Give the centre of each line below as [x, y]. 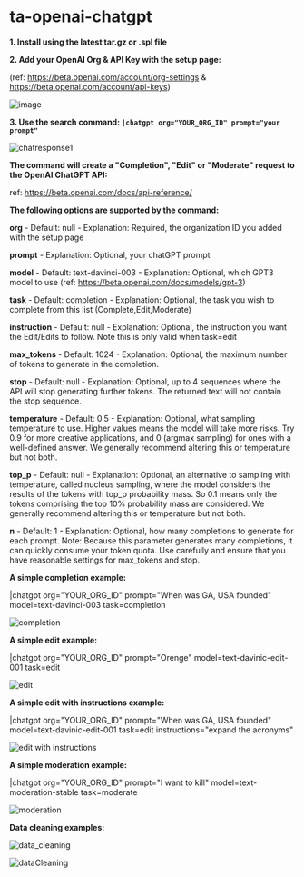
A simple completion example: [68, 577]
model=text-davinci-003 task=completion [88, 604]
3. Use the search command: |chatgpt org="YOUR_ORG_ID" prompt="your [145, 122]
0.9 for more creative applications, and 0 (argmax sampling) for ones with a [151, 437]
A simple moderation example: [68, 764]
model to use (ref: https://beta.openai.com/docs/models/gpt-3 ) [128, 282]
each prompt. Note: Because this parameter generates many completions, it [151, 540]
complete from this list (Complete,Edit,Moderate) [101, 309]
